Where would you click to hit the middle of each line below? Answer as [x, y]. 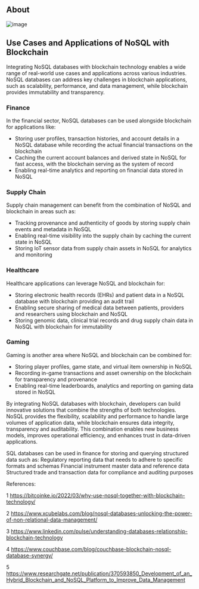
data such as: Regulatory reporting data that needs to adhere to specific [94, 459]
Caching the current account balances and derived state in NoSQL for [100, 157]
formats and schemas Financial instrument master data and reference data [98, 466]
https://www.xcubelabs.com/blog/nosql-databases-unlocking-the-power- [102, 513]
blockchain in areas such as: [41, 211]
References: [21, 484]
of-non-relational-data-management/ [52, 520]
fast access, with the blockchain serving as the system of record [94, 164]
